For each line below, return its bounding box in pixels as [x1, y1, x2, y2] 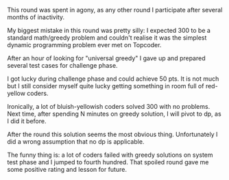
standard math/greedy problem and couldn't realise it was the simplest [7, 34, 207, 42]
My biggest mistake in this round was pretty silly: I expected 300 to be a [7, 27, 211, 34]
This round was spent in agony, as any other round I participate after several [7, 6, 223, 14]
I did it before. [7, 117, 47, 125]
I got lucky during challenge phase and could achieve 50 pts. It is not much [7, 75, 219, 83]
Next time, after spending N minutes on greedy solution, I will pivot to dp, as [7, 110, 221, 118]
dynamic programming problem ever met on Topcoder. [7, 41, 162, 49]
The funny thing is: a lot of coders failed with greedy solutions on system [7, 151, 214, 159]
